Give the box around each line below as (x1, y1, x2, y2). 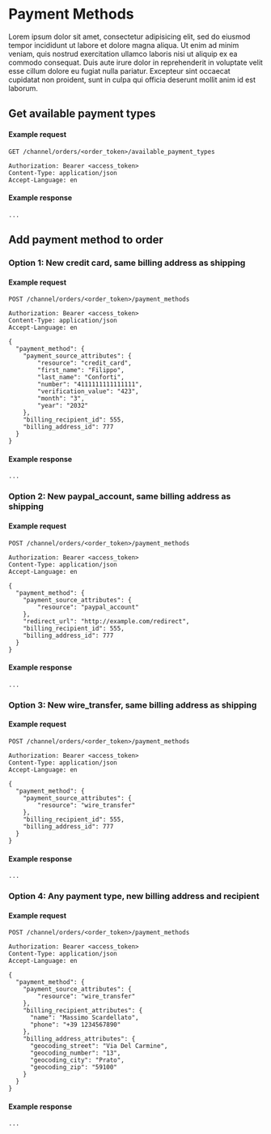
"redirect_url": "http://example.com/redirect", (23, 617, 190, 625)
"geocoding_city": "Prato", (29, 1056, 125, 1064)
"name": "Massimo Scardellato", (29, 1014, 139, 1022)
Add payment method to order (8, 233, 164, 247)
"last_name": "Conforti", (37, 374, 125, 382)
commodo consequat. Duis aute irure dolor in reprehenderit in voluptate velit (8, 58, 263, 67)
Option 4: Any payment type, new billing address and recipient (8, 891, 260, 902)
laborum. (8, 83, 39, 93)
